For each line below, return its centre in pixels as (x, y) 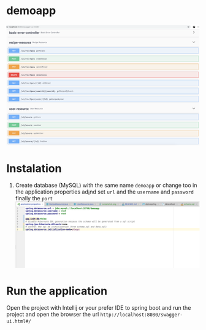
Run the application (57, 291)
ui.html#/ (19, 321)
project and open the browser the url (53, 315)
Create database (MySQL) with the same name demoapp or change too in (106, 186)
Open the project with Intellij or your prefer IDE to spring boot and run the (99, 308)
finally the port (34, 198)
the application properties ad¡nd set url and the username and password (105, 192)
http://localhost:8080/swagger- (141, 315)
